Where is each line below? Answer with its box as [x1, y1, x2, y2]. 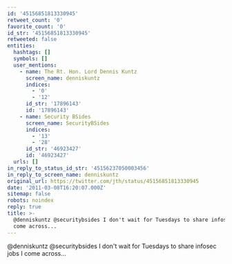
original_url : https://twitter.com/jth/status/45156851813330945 [7, 177, 199, 184]
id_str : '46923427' [25, 146, 81, 152]
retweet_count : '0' [7, 17, 64, 24]
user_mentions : [13, 62, 57, 69]
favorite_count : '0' [7, 23, 67, 30]
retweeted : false [7, 36, 57, 43]
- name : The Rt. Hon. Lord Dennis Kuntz [19, 68, 137, 75]
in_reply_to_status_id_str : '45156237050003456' [7, 164, 150, 172]
